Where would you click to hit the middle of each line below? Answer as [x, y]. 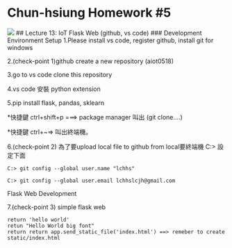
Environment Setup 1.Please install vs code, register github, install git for [110, 40]
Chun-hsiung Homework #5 [89, 13]
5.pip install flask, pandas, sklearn [56, 103]
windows [20, 47]
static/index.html [34, 238]
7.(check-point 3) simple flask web [57, 207]
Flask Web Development [42, 193]
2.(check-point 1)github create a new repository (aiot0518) [91, 61]
